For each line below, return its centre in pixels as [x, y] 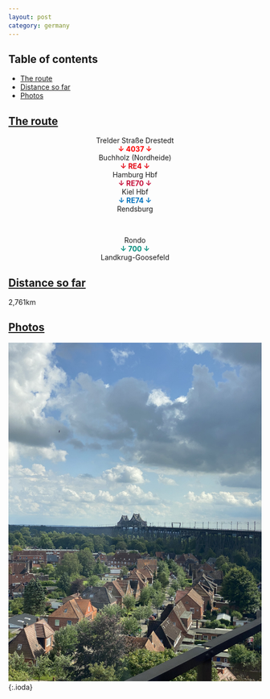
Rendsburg [135, 209]
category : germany [39, 25]
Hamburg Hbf [135, 175]
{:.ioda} [21, 687]
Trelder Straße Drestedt [135, 140]
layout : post [30, 17]
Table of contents [53, 59]
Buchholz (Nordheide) [135, 158]
